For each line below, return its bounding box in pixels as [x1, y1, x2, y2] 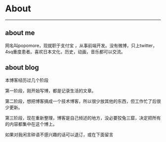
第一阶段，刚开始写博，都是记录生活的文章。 [5, 88, 96, 94]
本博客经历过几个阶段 [5, 77, 48, 83]
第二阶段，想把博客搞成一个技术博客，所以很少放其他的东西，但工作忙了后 [5, 98, 157, 104]
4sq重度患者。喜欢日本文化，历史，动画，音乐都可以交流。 [5, 48, 126, 54]
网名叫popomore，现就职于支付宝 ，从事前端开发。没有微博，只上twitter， [5, 43, 157, 48]
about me [5, 29, 35, 37]
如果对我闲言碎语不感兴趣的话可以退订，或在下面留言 [5, 132, 114, 138]
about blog [5, 63, 40, 72]
